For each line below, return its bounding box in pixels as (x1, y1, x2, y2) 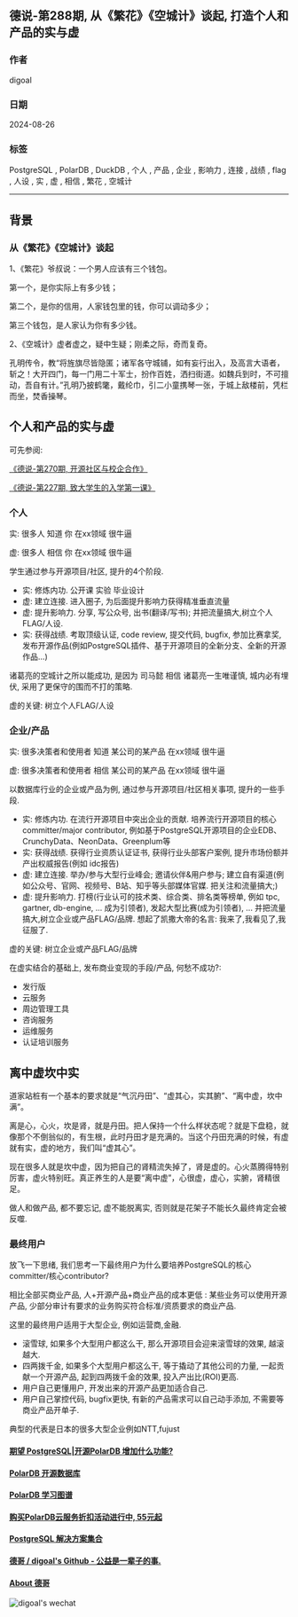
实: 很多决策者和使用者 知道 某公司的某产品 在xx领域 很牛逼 (9, 746, 226, 757)
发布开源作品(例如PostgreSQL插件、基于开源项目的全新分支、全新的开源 (21, 640, 286, 651)
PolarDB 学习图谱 (9, 1489, 74, 1501)
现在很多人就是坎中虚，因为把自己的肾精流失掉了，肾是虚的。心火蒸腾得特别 (9, 1161, 289, 1173)
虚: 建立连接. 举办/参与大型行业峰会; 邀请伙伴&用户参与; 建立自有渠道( (21, 869, 277, 880)
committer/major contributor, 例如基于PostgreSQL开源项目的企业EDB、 (21, 825, 282, 836)
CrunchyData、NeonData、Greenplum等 (21, 836, 171, 847)
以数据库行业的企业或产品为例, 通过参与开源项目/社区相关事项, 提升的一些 (9, 784, 278, 795)
